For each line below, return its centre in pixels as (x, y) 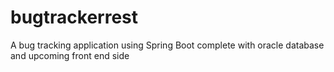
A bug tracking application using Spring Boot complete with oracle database (167, 45)
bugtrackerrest (74, 17)
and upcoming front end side (70, 55)
